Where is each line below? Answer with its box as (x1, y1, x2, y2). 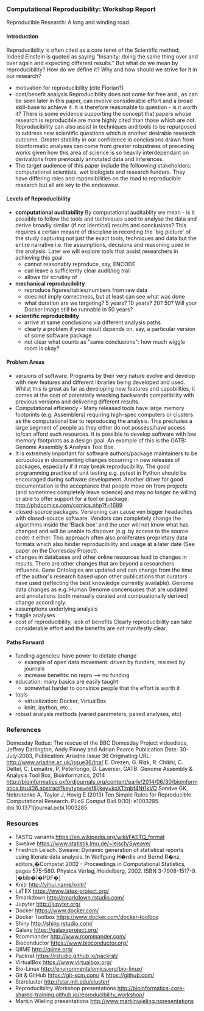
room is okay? (24, 344, 60, 352)
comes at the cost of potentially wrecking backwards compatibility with (15, 391, 194, 399)
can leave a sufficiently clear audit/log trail (24, 267, 131, 274)
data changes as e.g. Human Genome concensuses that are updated (15, 586, 188, 593)
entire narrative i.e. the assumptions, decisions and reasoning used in (15, 241, 190, 248)
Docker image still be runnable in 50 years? (24, 305, 133, 313)
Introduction (6, 32, 38, 40)
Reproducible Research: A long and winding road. (6, 19, 131, 26)
